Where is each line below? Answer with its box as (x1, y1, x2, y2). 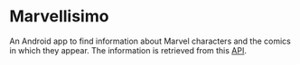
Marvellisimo (9, 6, 109, 27)
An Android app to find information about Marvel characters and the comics (9, 36, 292, 46)
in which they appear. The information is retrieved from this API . (9, 45, 247, 55)
